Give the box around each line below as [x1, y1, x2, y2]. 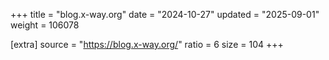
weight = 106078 [10, 19, 80, 31]
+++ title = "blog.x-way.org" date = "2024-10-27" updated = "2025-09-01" [10, 9, 320, 20]
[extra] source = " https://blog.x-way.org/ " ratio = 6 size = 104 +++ [10, 39, 284, 50]
